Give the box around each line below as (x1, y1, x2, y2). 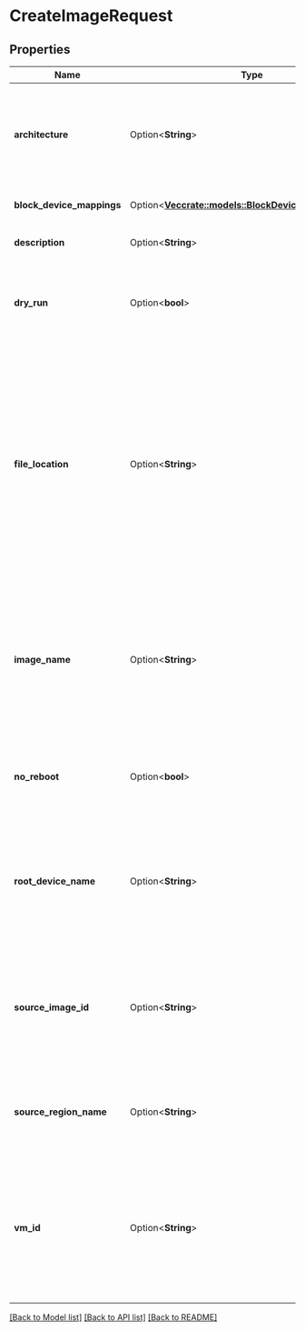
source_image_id (14, 1001, 89, 1014)
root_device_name (14, 875, 95, 887)
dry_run (14, 296, 48, 309)
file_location (14, 458, 69, 470)
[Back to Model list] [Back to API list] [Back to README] (9, 1312, 218, 1323)
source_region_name (14, 1106, 107, 1118)
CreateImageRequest (9, 5, 173, 26)
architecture (14, 128, 69, 141)
